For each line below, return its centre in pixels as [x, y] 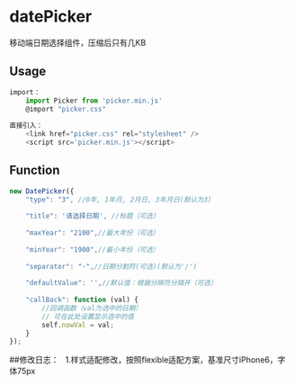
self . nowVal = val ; [78, 325]
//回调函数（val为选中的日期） [92, 308]
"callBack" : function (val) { [82, 300]
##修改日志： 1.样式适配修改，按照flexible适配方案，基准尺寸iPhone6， [143, 360]
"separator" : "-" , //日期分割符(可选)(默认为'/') [111, 266]
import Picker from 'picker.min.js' [94, 101]
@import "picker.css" [66, 109]
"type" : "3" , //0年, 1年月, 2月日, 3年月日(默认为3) [119, 200]
